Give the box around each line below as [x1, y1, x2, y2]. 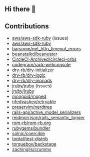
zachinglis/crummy [11, 147, 51, 153]
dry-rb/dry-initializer [11, 67, 54, 73]
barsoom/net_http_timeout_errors [11, 46, 81, 52]
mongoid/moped [11, 93, 46, 100]
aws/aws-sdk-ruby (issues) [11, 35, 69, 41]
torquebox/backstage [11, 141, 56, 147]
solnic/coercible [11, 131, 45, 137]
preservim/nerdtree [11, 104, 52, 110]
